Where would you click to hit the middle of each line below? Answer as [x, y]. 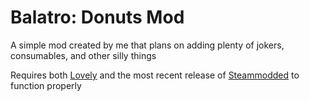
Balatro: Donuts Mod [97, 17]
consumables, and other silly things [83, 55]
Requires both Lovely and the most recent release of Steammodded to [155, 75]
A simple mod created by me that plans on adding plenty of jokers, [147, 45]
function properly [46, 85]
